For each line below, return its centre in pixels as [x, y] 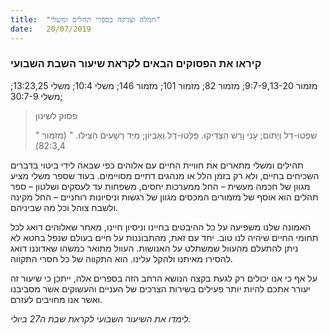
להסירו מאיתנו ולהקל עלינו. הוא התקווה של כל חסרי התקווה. [121, 258]
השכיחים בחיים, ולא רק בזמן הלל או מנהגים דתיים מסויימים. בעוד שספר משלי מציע [165, 175]
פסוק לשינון [56, 115]
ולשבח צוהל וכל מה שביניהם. [64, 207]
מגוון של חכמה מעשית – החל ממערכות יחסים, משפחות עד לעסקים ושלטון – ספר [160, 186]
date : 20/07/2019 [51, 29]
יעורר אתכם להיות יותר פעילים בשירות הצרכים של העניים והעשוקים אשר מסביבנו [160, 288]
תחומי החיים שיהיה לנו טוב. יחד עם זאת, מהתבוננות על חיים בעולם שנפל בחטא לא [164, 237]
